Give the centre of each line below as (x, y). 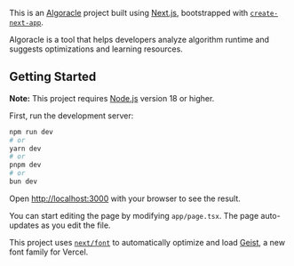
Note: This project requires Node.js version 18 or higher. (112, 98)
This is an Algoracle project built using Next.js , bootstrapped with (129, 13)
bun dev (24, 181)
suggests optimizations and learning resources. (96, 49)
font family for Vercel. (49, 252)
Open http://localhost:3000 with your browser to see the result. (125, 198)
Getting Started (53, 77)
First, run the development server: (72, 116)
